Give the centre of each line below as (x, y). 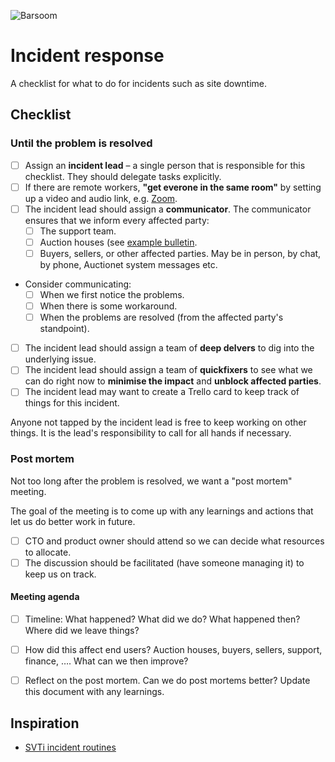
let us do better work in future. (73, 521)
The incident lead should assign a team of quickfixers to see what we (168, 370)
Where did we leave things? (82, 631)
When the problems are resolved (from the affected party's (161, 317)
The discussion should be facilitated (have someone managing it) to (164, 562)
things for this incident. (72, 403)
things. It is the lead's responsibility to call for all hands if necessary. (151, 433)
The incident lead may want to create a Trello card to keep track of (162, 392)
